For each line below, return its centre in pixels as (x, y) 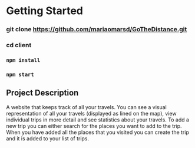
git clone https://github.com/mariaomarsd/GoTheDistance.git (97, 29)
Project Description (42, 93)
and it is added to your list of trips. (48, 138)
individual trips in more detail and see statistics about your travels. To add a (98, 120)
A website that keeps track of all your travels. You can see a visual (86, 107)
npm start (20, 74)
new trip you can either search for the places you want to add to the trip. (94, 126)
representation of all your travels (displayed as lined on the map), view (91, 113)
